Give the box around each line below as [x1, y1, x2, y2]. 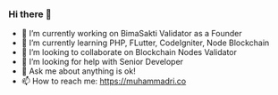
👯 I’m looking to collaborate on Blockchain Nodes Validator [21, 47, 238, 58]
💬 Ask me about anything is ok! [21, 66, 136, 76]
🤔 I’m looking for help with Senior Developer [21, 57, 184, 67]
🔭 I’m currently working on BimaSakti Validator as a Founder [21, 28, 242, 39]
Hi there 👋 [8, 8, 53, 20]
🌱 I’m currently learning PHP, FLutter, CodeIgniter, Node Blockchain [21, 37, 270, 48]
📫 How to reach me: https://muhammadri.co [21, 75, 187, 87]
